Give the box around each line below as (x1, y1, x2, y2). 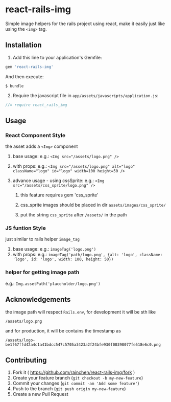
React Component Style (5, 131, 65, 139)
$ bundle (5, 83, 24, 88)
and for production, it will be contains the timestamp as (5, 327, 121, 333)
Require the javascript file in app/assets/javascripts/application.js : (12, 92, 159, 98)
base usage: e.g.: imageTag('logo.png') (12, 246, 96, 252)
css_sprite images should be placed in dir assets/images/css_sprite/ (20, 202, 166, 208)
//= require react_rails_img (5, 102, 67, 107)
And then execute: (5, 73, 44, 80)
